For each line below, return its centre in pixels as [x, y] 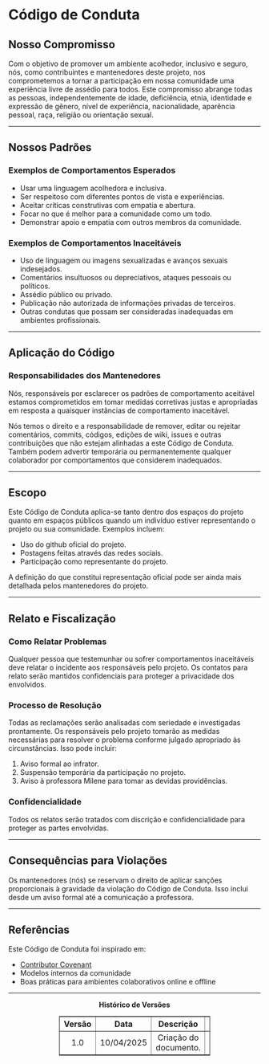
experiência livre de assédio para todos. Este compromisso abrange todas [130, 89]
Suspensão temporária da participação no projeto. [103, 773]
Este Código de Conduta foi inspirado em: [77, 949]
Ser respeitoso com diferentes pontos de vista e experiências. [122, 196]
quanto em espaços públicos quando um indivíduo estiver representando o [132, 520]
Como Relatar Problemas [58, 642]
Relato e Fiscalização [62, 619]
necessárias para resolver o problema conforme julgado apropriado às [125, 740]
